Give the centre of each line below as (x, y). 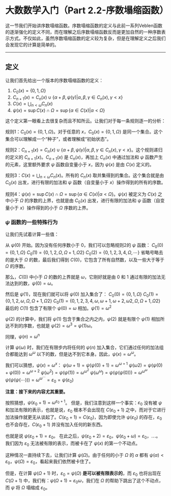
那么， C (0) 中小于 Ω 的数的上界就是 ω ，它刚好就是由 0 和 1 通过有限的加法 (83, 277)
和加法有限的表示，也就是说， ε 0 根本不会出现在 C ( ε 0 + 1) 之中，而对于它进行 (85, 410)
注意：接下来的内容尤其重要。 (36, 391)
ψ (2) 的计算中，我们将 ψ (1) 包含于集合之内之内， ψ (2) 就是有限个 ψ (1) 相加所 (85, 319)
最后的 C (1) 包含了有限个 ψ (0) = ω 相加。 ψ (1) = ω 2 (59, 308)
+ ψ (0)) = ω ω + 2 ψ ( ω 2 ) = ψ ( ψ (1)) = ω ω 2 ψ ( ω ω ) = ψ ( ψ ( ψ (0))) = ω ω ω (76, 372)
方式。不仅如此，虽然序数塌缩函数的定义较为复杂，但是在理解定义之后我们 (88, 38)
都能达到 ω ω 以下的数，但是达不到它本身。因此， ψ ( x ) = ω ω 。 (74, 354)
